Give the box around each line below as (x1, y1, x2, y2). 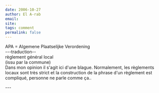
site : (5, 21, 16, 26)
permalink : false (5, 30, 41, 35)
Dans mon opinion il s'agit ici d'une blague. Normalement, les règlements (5, 64, 155, 70)
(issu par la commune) (5, 60, 51, 65)
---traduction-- (5, 49, 36, 55)
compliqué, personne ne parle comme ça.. (5, 75, 92, 81)
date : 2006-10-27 (5, 7, 41, 12)
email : (5, 16, 19, 21)
